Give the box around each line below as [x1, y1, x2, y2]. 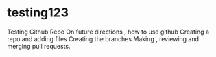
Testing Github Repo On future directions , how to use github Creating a [7, 27, 210, 36]
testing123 [7, 5, 69, 21]
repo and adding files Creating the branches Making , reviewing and [7, 34, 200, 43]
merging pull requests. [7, 42, 71, 50]
